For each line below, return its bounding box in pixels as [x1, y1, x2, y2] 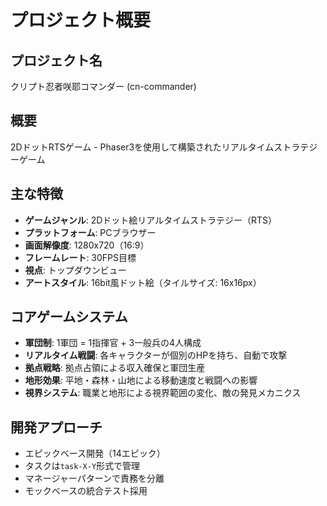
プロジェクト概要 [10, 9, 152, 32]
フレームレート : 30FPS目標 [24, 251, 137, 263]
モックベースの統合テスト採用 [24, 485, 148, 497]
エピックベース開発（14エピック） [24, 447, 166, 460]
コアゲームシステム [10, 309, 128, 326]
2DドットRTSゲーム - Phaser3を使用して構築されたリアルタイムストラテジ [10, 141, 318, 153]
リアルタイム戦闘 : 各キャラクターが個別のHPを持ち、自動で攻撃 [24, 349, 288, 361]
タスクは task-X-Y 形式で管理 [24, 460, 141, 472]
